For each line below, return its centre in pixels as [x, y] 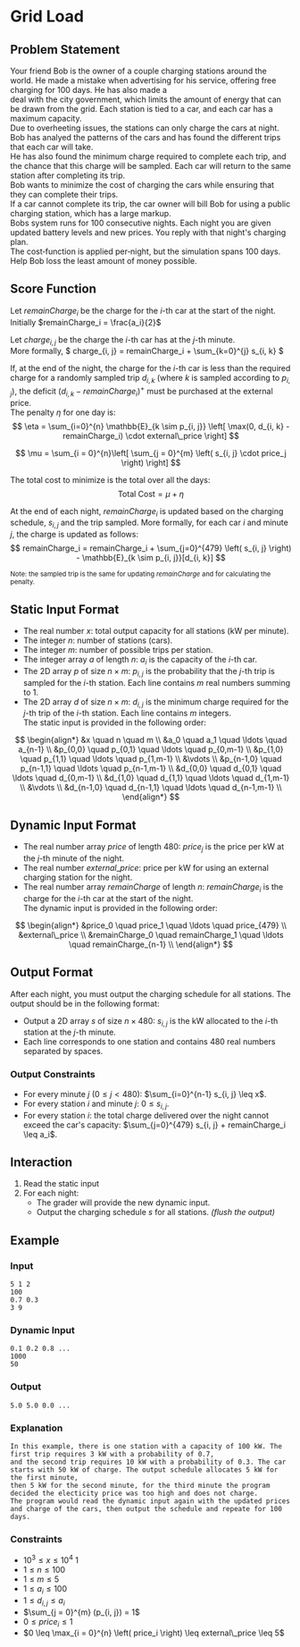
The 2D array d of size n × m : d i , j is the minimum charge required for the [156, 702]
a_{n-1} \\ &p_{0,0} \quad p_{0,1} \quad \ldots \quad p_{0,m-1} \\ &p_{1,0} [151, 749]
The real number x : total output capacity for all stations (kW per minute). [156, 631]
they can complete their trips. [64, 194]
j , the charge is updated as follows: [75, 535]
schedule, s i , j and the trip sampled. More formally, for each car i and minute [149, 524]
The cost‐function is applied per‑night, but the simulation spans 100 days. [146, 251]
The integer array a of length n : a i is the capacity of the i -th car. [140, 661]
